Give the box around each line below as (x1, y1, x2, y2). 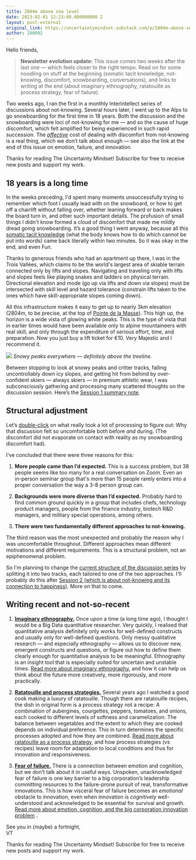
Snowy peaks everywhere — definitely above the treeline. (13, 352, 152, 360)
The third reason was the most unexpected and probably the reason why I (6, 534, 184, 541)
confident (6, 376, 29, 383)
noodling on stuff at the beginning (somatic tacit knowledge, (20, 70, 166, 77)
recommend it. (6, 340, 41, 348)
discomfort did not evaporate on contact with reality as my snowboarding (6, 434, 183, 441)
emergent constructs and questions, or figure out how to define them (14, 646, 181, 653)
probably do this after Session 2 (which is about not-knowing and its (6, 576, 170, 583)
